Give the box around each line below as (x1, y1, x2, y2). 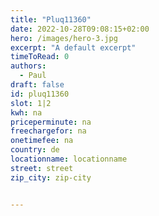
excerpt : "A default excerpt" (10, 42, 137, 53)
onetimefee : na (10, 136, 74, 146)
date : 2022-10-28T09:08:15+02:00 (10, 24, 150, 34)
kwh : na (10, 107, 43, 118)
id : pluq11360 (10, 89, 70, 99)
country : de (10, 145, 60, 155)
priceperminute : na (10, 117, 92, 127)
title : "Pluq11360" (10, 14, 92, 25)
